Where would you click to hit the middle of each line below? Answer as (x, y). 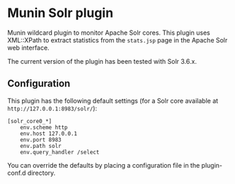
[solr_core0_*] (30, 121)
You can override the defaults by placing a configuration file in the (104, 165)
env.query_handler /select (60, 152)
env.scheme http (44, 127)
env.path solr (41, 146)
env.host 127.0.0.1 (49, 133)
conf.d (17, 173)
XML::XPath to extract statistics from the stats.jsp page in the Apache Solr (117, 40)
